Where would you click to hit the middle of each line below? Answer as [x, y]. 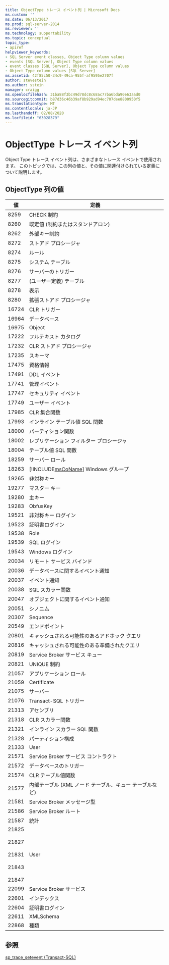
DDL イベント [45, 374]
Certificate [41, 682]
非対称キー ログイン [53, 515]
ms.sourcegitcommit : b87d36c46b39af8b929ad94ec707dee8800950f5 [73, 99]
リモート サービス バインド [61, 561]
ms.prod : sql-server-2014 [32, 24]
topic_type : [18, 43]
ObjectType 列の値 [35, 190]
